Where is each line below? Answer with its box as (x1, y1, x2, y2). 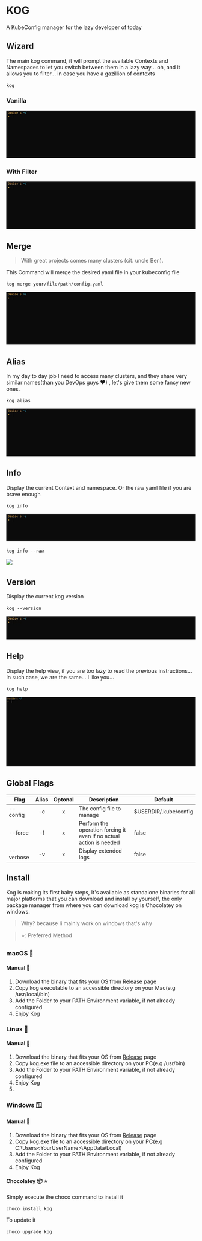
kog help (6, 686, 28, 692)
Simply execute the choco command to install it (6, 1193, 124, 1201)
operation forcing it (79, 826, 126, 833)
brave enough (6, 490, 41, 498)
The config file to (79, 804, 121, 812)
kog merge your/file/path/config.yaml (6, 281, 103, 287)
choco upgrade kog (6, 1229, 52, 1235)
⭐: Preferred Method (20, 932, 72, 939)
